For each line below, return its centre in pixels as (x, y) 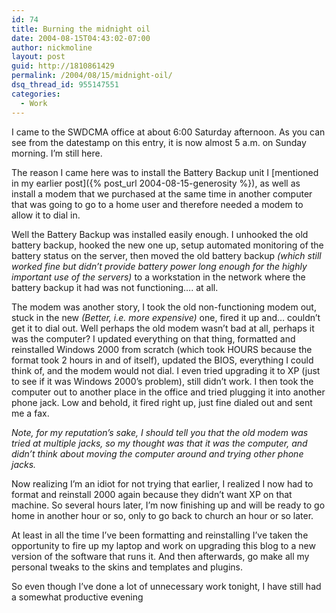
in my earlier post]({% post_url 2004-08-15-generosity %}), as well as (156, 183)
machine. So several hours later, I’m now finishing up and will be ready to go (168, 505)
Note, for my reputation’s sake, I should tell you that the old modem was (160, 432)
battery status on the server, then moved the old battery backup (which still (166, 255)
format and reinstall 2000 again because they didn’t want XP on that (152, 494)
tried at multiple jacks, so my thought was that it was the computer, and (159, 443)
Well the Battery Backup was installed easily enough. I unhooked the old (160, 234)
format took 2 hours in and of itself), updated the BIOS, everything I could (162, 360)
